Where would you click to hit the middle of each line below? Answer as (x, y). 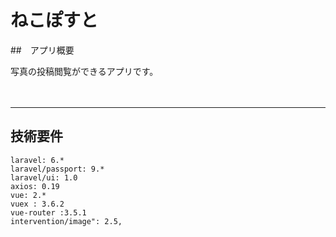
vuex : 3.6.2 (37, 204)
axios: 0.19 (35, 186)
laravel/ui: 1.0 (44, 177)
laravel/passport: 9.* (57, 169)
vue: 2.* (28, 195)
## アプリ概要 (42, 50)
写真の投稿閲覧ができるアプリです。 (84, 71)
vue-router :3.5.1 (48, 212)
